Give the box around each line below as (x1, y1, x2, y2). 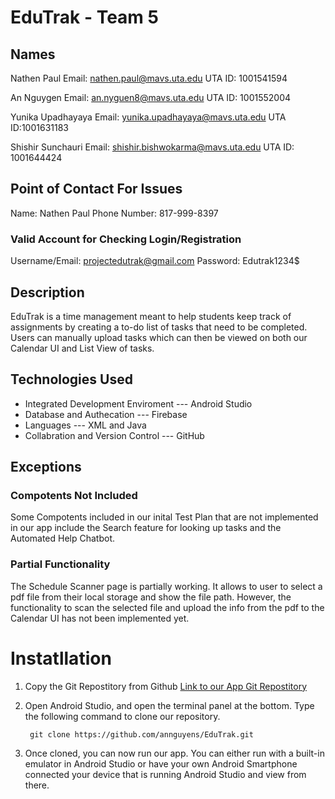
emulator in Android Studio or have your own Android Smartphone (24, 757, 298, 770)
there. (24, 779, 50, 791)
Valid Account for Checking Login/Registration (10, 232, 242, 246)
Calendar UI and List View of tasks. (10, 342, 155, 354)
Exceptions (10, 459, 82, 476)
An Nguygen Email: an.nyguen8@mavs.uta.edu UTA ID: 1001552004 (10, 92, 292, 103)
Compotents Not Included (10, 489, 138, 503)
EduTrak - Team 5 (10, 6, 159, 29)
